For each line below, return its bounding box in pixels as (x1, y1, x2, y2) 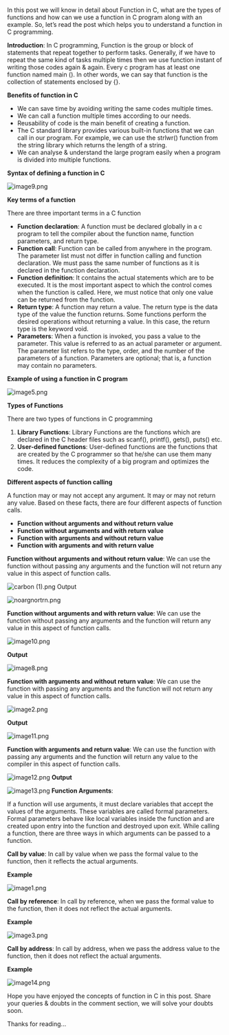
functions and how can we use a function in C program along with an (7, 13, 203, 21)
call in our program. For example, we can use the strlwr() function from (17, 134, 219, 142)
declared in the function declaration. (17, 266, 120, 274)
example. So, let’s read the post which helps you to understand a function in (7, 21, 222, 28)
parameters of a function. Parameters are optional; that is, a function (17, 354, 212, 362)
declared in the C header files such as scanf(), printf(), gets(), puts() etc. (17, 435, 222, 443)
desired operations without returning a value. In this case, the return (17, 317, 210, 326)
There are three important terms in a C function (7, 209, 141, 217)
